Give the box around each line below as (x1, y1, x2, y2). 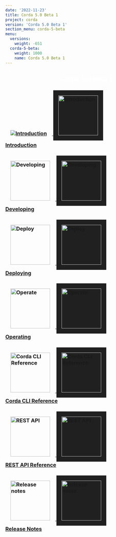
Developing (5, 205, 35, 213)
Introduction (5, 141, 37, 148)
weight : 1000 (14, 50, 42, 56)
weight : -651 (14, 41, 42, 46)
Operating (5, 333, 31, 340)
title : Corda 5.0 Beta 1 (5, 12, 58, 18)
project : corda (5, 17, 38, 22)
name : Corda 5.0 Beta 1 (14, 55, 65, 61)
